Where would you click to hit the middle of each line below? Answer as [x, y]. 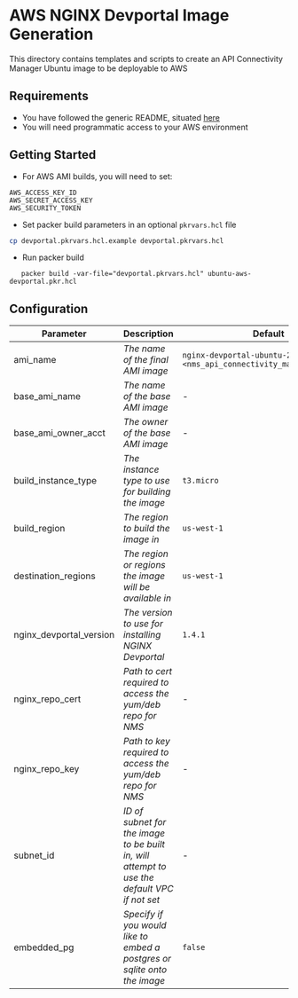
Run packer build [53, 257]
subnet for [145, 822]
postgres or [147, 959]
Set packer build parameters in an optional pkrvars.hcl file [129, 224]
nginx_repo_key [47, 769]
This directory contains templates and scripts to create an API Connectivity [146, 59]
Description [149, 334]
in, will [136, 855]
